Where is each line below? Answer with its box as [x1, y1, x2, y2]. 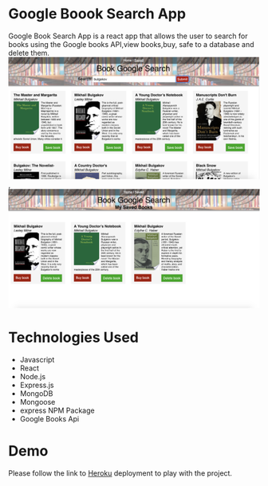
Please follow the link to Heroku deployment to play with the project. [8, 468, 233, 478]
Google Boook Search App [8, 5, 186, 23]
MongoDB [19, 389, 53, 398]
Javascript [19, 355, 55, 365]
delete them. [8, 48, 50, 57]
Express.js [19, 380, 54, 390]
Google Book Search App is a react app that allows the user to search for [8, 31, 249, 41]
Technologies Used [8, 328, 140, 347]
